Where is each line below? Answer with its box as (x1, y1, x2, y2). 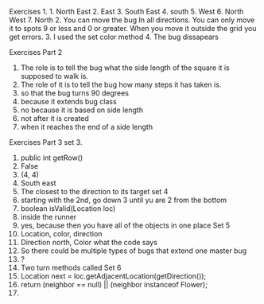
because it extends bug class (20, 97, 118, 106)
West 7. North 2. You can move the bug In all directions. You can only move (9, 15, 255, 25)
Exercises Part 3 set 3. (9, 138, 83, 146)
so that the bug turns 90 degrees (20, 88, 130, 98)
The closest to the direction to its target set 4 (20, 187, 169, 196)
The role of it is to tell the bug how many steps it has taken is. (20, 80, 222, 89)
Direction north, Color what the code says (20, 238, 158, 247)
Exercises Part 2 (9, 48, 63, 57)
